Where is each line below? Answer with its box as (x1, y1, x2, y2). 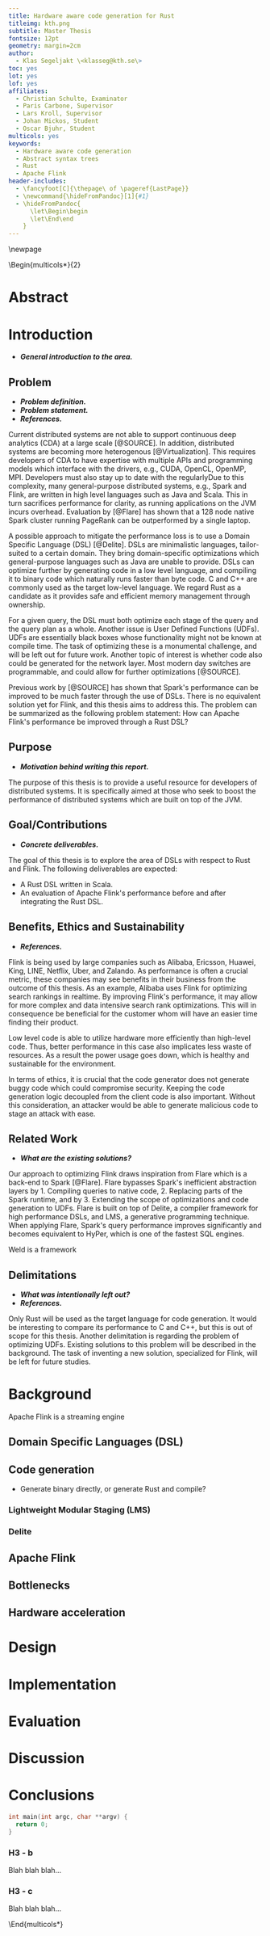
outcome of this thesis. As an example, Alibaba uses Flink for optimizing (8, 983, 247, 992)
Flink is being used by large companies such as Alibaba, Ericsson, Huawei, (8, 957, 256, 966)
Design (8, 1638, 57, 1656)
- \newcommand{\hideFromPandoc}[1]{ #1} (15, 191, 150, 200)
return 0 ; (15, 1820, 48, 1829)
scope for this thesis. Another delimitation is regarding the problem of (8, 1331, 239, 1341)
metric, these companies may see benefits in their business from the (8, 974, 236, 984)
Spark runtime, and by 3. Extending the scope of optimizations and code (8, 1195, 249, 1205)
